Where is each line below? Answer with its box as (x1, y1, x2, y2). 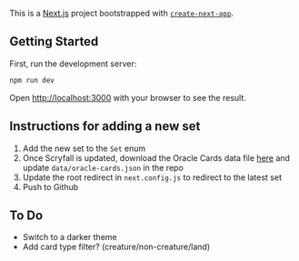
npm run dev (9, 75, 55, 85)
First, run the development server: (9, 58, 137, 69)
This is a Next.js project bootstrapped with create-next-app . (9, 8, 234, 18)
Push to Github (22, 181, 79, 192)
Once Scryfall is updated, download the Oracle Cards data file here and (22, 152, 291, 163)
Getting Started (9, 34, 99, 49)
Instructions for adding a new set (9, 118, 201, 135)
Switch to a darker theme (22, 232, 117, 243)
